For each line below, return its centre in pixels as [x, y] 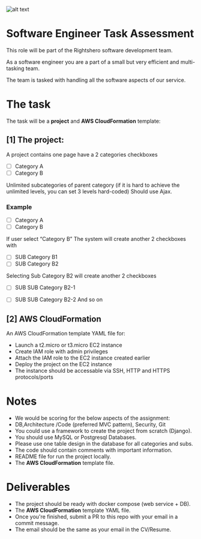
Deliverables [38, 487]
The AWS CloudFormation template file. [65, 463]
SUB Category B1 [36, 257]
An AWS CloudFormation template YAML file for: [66, 334]
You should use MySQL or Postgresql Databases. [76, 437]
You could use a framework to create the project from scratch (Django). [103, 431]
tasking [15, 68]
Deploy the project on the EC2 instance [63, 364]
